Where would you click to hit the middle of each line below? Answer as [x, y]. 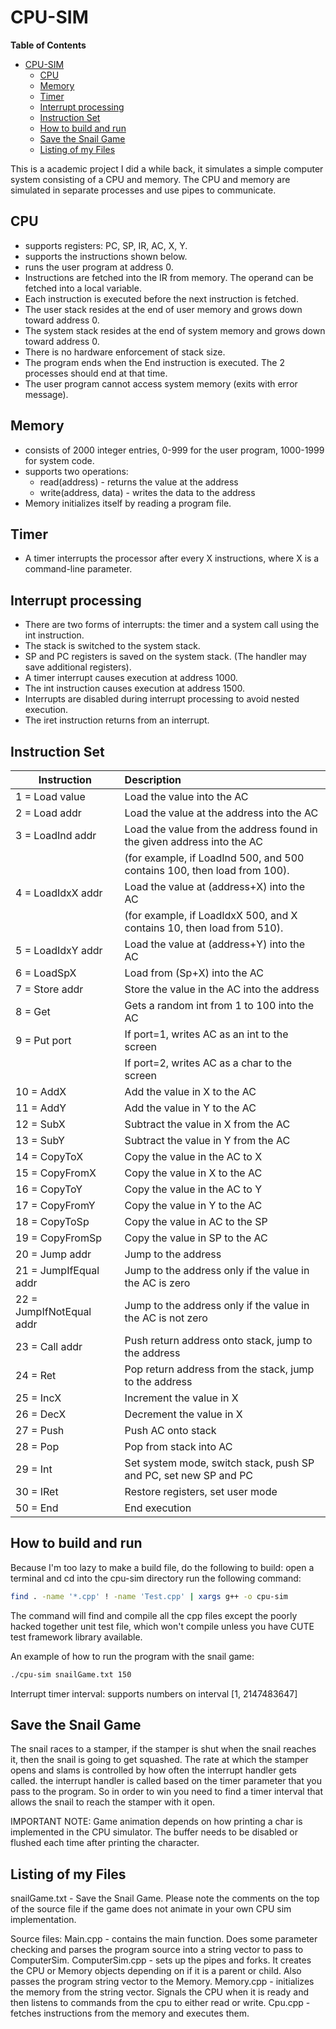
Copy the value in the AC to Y [193, 1189]
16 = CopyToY [49, 1189]
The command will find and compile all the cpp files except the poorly [154, 1615]
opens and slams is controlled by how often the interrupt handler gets [153, 1770]
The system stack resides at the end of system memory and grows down [175, 330]
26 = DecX [41, 1414]
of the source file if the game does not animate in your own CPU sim [151, 1909]
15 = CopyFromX [56, 1173]
